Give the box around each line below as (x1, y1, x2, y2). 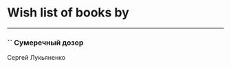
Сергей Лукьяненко (7, 54, 66, 62)
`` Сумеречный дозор (7, 38, 84, 47)
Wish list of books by (7, 5, 129, 21)
